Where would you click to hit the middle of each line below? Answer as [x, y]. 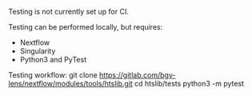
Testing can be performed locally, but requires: [86, 27]
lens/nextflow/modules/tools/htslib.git [71, 84]
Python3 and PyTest [53, 60]
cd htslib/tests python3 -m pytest [190, 84]
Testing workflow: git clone [53, 75]
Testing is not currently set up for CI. [69, 12]
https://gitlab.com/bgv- [137, 75]
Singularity [38, 51]
